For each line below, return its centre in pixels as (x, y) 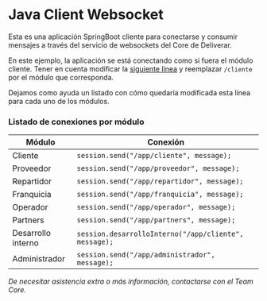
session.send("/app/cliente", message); (154, 156)
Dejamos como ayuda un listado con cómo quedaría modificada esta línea (130, 92)
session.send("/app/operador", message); (156, 207)
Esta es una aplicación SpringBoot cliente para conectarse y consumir (123, 37)
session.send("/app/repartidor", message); (160, 181)
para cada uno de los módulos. (59, 101)
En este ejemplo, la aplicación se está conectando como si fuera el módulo (131, 60)
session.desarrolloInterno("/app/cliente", (160, 234)
